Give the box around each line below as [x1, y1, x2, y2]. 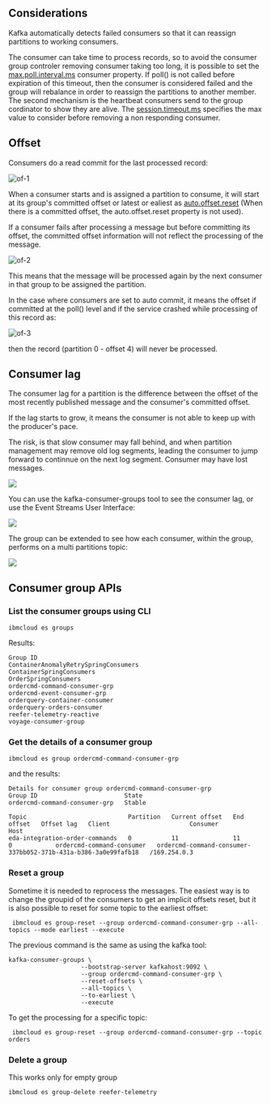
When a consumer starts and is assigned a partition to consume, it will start [8, 189, 260, 199]
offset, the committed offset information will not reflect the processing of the [8, 230, 264, 240]
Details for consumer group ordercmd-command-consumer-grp [8, 784, 212, 793]
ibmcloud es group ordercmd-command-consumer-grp [8, 754, 180, 763]
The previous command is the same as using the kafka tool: [8, 940, 207, 950]
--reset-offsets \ [80, 977, 143, 985]
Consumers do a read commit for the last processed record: [8, 157, 209, 167]
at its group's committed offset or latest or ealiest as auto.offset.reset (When [8, 198, 263, 208]
